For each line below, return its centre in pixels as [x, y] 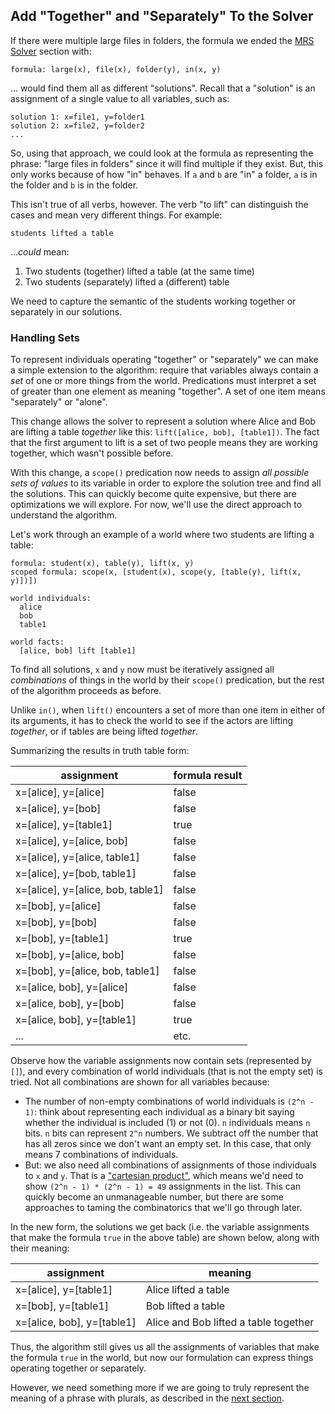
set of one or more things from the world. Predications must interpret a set [163, 381]
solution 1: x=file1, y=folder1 [77, 117]
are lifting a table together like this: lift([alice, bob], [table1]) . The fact [165, 432]
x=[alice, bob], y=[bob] [70, 1004]
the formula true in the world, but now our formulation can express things [162, 1358]
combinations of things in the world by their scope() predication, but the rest [167, 680]
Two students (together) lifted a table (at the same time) [139, 271]
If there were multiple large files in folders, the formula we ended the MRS [162, 40]
